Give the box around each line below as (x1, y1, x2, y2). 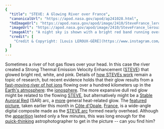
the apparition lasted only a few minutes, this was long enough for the (5, 113, 145, 119)
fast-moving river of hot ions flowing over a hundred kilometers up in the (5, 82, 151, 88)
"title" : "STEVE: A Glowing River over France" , (9, 12, 110, 17)
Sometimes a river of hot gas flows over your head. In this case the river (5, 61, 150, 67)
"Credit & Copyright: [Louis (14, 39, 73, 44)
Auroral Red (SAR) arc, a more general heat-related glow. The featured (5, 97, 147, 103)
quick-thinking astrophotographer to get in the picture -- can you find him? (5, 118, 155, 124)
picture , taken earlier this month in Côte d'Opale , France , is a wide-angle (5, 103, 151, 109)
